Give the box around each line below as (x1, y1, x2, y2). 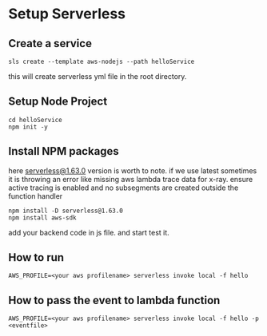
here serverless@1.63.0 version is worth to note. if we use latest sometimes (8, 165, 257, 176)
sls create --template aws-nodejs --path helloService (8, 57, 195, 65)
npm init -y (8, 123, 48, 131)
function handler (8, 191, 63, 200)
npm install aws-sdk (8, 213, 78, 222)
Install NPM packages (8, 144, 120, 158)
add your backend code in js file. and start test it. (8, 227, 169, 237)
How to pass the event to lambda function (8, 293, 221, 307)
